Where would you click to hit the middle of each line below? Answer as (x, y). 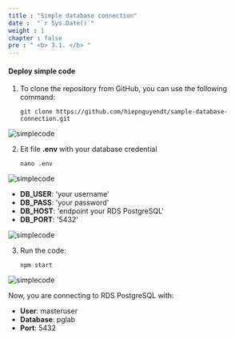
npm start (36, 265)
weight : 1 (26, 30)
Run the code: (43, 251)
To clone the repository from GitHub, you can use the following (123, 89)
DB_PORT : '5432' (49, 220)
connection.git (45, 119)
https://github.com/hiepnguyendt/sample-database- (142, 112)
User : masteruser (49, 311)
